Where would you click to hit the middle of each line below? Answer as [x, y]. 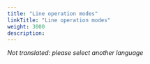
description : [26, 33]
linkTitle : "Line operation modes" [59, 20]
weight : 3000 [26, 26]
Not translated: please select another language [75, 53]
